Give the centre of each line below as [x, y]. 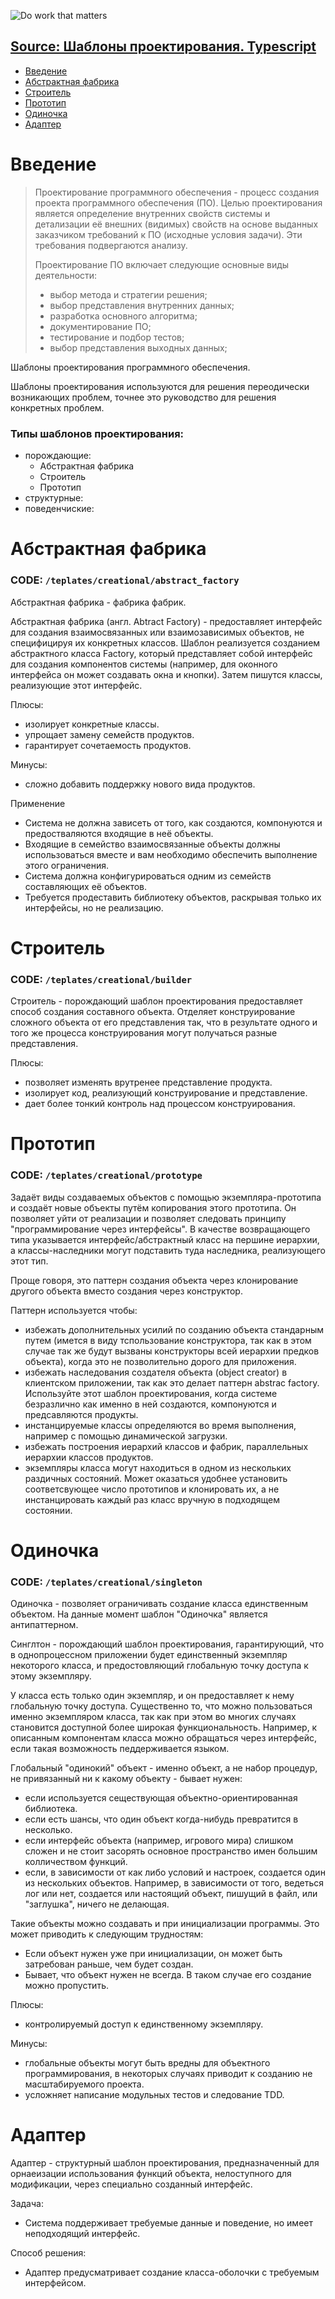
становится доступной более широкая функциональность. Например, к [164, 1727]
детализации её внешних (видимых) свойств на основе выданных [176, 224]
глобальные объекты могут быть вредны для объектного [147, 2062]
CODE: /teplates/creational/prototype [106, 1175]
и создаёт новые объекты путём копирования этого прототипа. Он [153, 1207]
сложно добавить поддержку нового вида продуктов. [140, 784]
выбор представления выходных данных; [138, 347]
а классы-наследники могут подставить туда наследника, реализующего [168, 1250]
